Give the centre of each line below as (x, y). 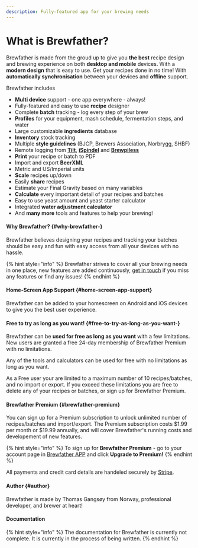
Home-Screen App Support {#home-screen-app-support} (79, 290)
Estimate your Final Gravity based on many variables (79, 188)
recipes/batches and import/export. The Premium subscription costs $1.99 (97, 424)
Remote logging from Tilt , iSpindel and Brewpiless (77, 150)
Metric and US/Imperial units (49, 169)
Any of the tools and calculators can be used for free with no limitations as (97, 360)
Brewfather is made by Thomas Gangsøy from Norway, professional (89, 499)
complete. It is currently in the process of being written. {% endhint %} (92, 539)
